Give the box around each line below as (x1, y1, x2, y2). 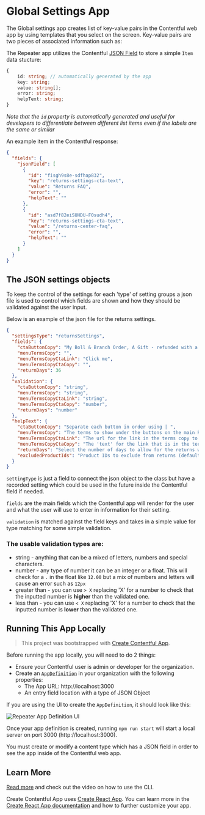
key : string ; (17, 79, 51, 85)
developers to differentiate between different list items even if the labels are (6, 119, 197, 127)
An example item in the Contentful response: (6, 138, 118, 145)
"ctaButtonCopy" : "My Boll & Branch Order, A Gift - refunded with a (17, 344, 198, 350)
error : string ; (17, 90, 56, 97)
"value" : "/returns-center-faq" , (28, 223, 113, 230)
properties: (15, 676, 43, 684)
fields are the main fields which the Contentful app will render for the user (6, 500, 195, 507)
